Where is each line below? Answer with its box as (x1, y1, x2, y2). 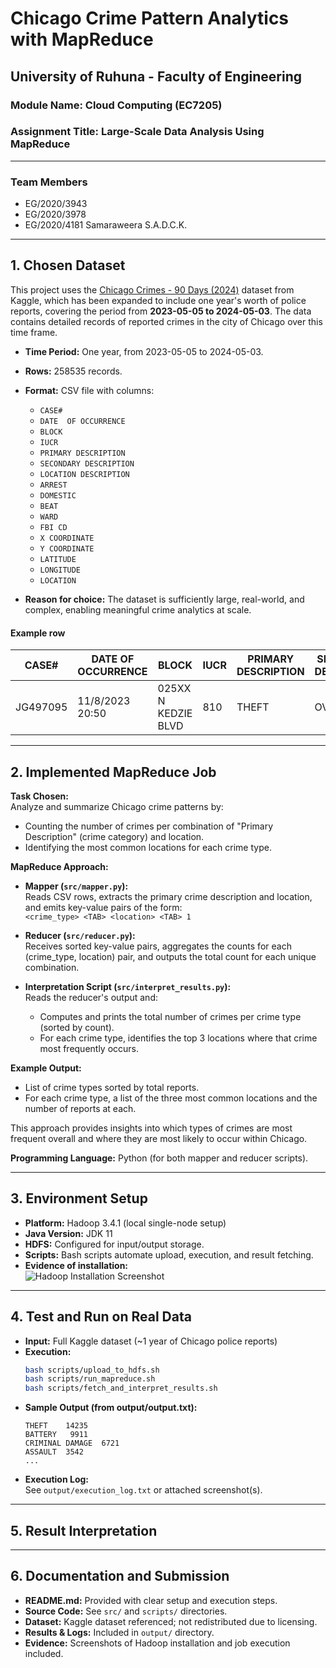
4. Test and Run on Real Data (10, 1308, 192, 1326)
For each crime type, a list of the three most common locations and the (24, 1092, 318, 1104)
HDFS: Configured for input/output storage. (24, 1238, 205, 1250)
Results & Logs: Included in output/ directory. (24, 1626, 215, 1638)
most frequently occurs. (39, 1042, 140, 1054)
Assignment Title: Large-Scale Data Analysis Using (10, 125, 265, 139)
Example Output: (10, 1062, 82, 1074)
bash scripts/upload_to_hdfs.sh (24, 1365, 160, 1375)
